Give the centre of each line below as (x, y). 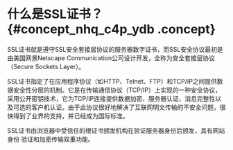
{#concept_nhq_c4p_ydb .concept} (112, 29)
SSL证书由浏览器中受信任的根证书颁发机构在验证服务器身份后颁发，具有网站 (116, 130)
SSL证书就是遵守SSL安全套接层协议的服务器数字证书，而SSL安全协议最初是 (115, 49)
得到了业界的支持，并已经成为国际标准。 (71, 115)
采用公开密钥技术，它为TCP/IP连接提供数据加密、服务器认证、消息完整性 (111, 98)
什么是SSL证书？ (55, 14)
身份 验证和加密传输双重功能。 (51, 139)
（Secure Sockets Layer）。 (46, 66)
